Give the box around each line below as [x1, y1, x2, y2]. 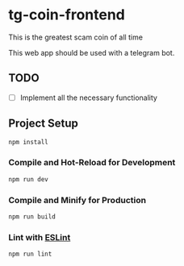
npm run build [8, 212, 56, 221]
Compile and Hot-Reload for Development [8, 157, 176, 168]
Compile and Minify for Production [8, 194, 147, 206]
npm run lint [8, 250, 52, 259]
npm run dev [8, 175, 48, 183]
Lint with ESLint [8, 231, 71, 243]
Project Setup [8, 117, 79, 131]
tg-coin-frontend [8, 6, 125, 24]
